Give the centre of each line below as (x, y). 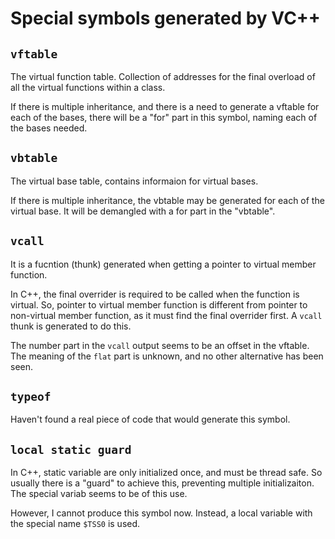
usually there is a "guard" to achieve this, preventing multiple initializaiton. (162, 483)
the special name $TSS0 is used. (75, 524)
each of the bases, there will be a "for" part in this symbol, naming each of (164, 117)
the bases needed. (49, 128)
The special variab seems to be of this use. (99, 494)
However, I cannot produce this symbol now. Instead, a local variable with (161, 513)
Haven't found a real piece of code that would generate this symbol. (150, 419)
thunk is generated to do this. (71, 326)
